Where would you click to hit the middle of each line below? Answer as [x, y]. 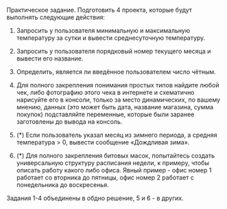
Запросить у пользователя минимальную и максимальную [103, 31]
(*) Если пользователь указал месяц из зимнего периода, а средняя [117, 135]
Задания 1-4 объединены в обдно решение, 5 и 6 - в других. [95, 198]
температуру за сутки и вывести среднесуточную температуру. [111, 38]
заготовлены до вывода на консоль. [69, 122]
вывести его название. [50, 58]
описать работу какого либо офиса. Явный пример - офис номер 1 [114, 170]
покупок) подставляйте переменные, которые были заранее [105, 114]
